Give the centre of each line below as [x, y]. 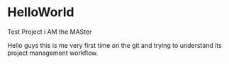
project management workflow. [53, 53]
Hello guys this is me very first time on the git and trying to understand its [114, 45]
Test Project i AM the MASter [50, 32]
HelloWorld [41, 12]
